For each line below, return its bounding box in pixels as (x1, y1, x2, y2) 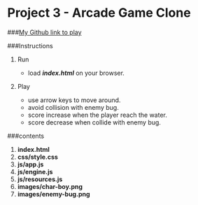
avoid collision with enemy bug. (27, 103, 119, 111)
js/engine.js (17, 167, 53, 176)
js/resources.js (17, 175, 63, 183)
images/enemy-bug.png (17, 190, 90, 198)
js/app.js (17, 160, 44, 169)
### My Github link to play (7, 28, 82, 36)
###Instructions (7, 41, 54, 50)
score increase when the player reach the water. (27, 111, 168, 119)
